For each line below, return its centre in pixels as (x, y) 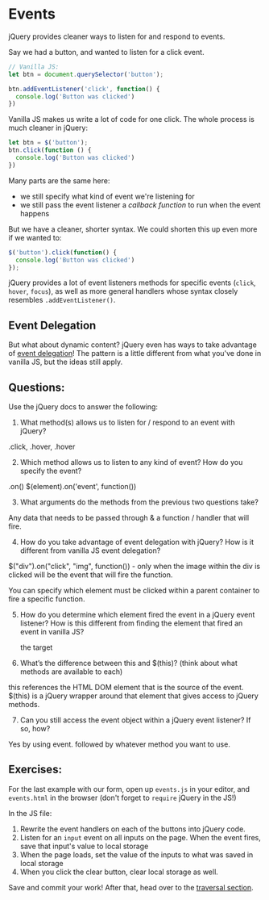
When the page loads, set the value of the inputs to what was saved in (137, 854)
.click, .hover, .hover (42, 447)
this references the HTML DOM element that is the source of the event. (126, 688)
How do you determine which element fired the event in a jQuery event (137, 615)
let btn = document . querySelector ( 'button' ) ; (86, 74)
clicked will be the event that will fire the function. (91, 575)
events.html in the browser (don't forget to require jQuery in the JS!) (122, 797)
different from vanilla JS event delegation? (90, 550)
